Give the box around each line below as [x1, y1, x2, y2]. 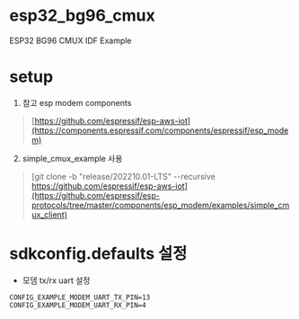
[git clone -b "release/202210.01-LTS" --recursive [31, 171, 215, 182]
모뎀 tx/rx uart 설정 [22, 275, 91, 286]
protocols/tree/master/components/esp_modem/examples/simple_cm [31, 199, 290, 210]
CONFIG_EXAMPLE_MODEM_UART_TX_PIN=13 [9, 293, 151, 302]
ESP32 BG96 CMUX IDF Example [9, 35, 132, 46]
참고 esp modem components [22, 97, 132, 108]
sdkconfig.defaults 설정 [9, 244, 188, 264]
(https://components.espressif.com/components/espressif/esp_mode [31, 125, 289, 136]
